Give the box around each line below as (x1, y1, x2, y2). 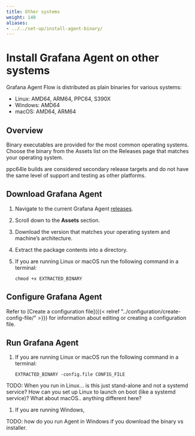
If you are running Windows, (14, 406, 85, 413)
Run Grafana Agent (6, 338, 79, 348)
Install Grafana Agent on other (6, 51, 160, 65)
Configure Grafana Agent (6, 292, 102, 302)
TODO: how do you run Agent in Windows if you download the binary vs (6, 418, 184, 425)
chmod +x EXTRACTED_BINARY (14, 276, 83, 282)
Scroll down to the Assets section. (14, 217, 100, 224)
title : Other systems (6, 8, 60, 15)
